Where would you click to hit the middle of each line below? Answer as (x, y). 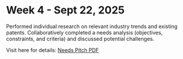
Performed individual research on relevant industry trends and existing (92, 26)
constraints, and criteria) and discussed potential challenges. (80, 39)
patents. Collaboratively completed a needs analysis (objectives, (84, 32)
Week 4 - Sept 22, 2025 (66, 10)
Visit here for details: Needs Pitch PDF (53, 50)
